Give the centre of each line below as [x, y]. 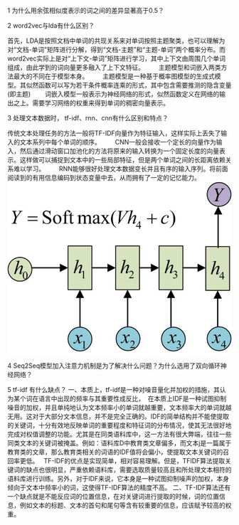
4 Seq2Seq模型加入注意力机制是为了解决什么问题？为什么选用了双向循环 [114, 366]
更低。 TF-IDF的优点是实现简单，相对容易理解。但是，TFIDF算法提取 [122, 461]
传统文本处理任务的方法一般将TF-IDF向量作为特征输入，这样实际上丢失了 [114, 133]
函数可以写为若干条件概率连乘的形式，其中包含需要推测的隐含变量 [135, 85]
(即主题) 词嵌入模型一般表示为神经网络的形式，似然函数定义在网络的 [113, 94]
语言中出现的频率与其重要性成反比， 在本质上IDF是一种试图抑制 [132, 399]
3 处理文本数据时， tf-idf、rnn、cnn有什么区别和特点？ [88, 118]
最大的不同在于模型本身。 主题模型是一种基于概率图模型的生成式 [114, 76]
